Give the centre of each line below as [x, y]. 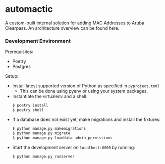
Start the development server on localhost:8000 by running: [74, 147]
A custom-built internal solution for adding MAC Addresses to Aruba [75, 23]
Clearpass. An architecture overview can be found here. [62, 28]
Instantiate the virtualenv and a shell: [50, 96]
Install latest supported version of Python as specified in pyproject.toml [86, 86]
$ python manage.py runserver [44, 156]
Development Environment [38, 41]
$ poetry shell [28, 110]
